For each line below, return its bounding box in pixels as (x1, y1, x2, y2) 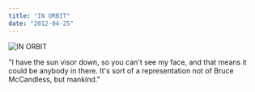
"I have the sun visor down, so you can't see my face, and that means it (8, 57, 247, 67)
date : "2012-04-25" (8, 19, 74, 27)
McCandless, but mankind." (8, 74, 100, 84)
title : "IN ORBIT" (8, 11, 70, 20)
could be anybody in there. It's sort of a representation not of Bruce (8, 65, 234, 75)
